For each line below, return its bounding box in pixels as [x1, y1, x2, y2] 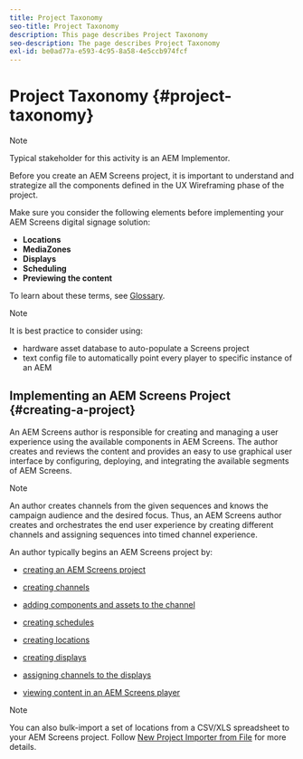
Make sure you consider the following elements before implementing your [9, 207, 285, 218]
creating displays [22, 651, 87, 662]
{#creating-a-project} [9, 402, 136, 418]
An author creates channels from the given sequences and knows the [9, 500, 269, 511]
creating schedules [22, 617, 95, 628]
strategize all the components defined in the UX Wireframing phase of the [9, 180, 285, 191]
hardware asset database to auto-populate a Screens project [22, 343, 251, 354]
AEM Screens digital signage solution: [9, 216, 151, 227]
